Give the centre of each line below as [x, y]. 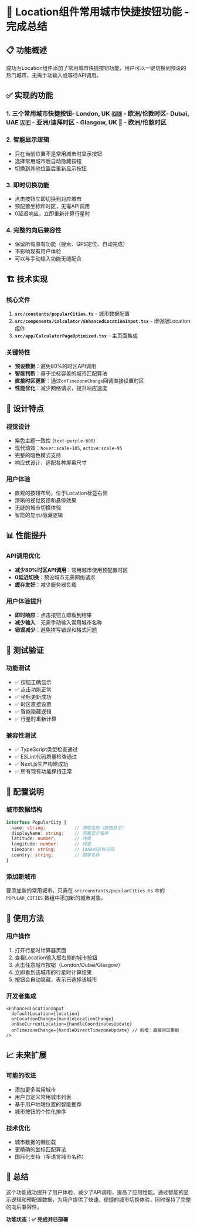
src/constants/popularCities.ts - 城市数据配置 [72, 313]
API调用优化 [23, 556]
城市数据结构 [24, 810]
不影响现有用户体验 [38, 251]
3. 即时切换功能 [28, 185]
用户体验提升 [24, 601]
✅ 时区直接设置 [33, 704]
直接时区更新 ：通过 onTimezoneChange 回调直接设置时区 [79, 381]
